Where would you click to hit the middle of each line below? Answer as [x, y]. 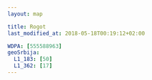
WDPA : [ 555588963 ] [35, 46]
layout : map [25, 14]
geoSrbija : [24, 53]
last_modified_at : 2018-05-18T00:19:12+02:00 [76, 33]
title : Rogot [27, 27]
